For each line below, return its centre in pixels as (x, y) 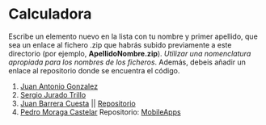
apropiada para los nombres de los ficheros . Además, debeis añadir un (127, 62)
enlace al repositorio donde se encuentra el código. (94, 70)
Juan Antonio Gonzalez (59, 86)
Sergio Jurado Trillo (53, 94)
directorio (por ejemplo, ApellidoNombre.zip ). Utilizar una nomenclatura (130, 53)
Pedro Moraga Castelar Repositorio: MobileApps (100, 112)
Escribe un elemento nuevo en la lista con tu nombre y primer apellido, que (133, 36)
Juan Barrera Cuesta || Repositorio (78, 103)
